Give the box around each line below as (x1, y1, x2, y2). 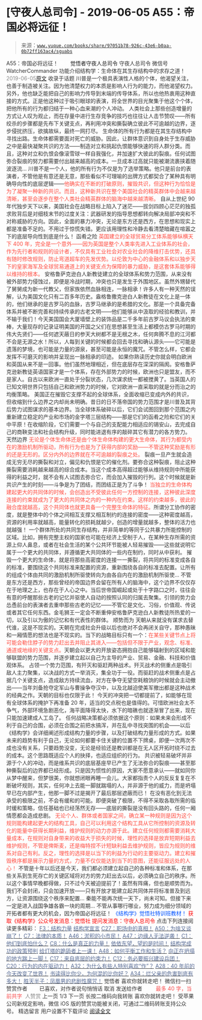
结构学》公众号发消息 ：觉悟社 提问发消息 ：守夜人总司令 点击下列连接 (16, 917, 188, 924)
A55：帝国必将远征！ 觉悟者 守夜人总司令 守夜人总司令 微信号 (6, 60, 168, 67)
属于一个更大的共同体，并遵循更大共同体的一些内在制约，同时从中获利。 (6, 548, 185, 555)
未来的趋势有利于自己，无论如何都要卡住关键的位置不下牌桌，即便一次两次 (6, 737, 191, 744)
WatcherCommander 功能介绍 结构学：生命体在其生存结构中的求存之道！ (6, 67, 186, 74)
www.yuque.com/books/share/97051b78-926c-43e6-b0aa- (37, 43, 172, 49)
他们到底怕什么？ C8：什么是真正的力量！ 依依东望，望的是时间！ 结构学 (6, 939, 186, 947)
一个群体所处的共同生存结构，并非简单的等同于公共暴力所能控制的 (28, 526, 192, 533)
